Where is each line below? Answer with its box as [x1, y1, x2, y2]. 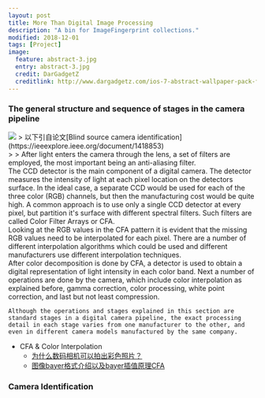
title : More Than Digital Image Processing [8, 19, 154, 27]
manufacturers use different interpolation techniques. [8, 250, 181, 259]
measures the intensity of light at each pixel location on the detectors [8, 174, 233, 184]
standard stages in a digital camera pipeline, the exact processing [8, 314, 242, 322]
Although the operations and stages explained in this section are [8, 307, 235, 315]
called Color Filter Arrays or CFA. [8, 216, 115, 225]
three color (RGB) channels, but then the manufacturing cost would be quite [8, 191, 255, 201]
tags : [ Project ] [8, 41, 62, 49]
